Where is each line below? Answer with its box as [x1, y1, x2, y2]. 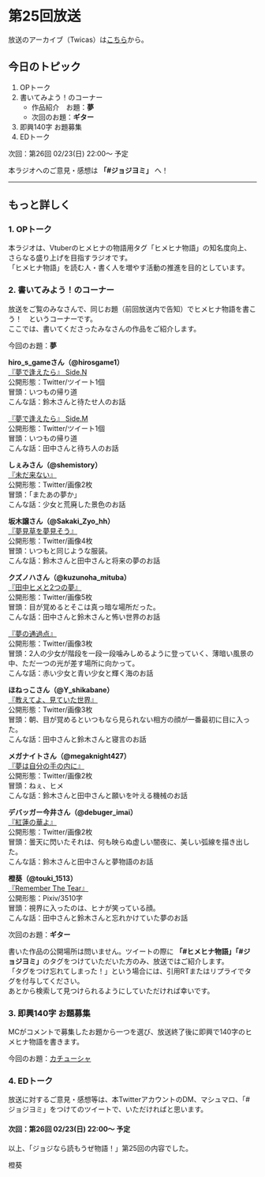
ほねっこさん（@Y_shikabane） [8, 684, 114, 695]
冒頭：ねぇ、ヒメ [8, 781, 64, 790]
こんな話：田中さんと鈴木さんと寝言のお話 [8, 734, 147, 744]
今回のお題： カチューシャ [8, 1054, 91, 1063]
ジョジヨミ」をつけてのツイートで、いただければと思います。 [8, 1104, 208, 1114]
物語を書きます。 [28, 1037, 84, 1047]
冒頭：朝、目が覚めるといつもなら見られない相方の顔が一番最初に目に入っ [8, 714, 250, 724]
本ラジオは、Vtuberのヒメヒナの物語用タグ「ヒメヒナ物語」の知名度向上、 [8, 243, 252, 253]
